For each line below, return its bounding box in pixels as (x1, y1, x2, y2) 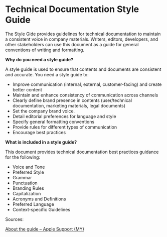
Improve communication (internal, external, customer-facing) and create (12, 81, 162, 87)
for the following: (5, 154, 41, 160)
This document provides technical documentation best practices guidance (5, 149, 159, 155)
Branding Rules (12, 185, 44, 191)
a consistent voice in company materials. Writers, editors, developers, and (5, 36, 158, 42)
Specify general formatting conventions (12, 118, 95, 125)
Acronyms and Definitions (12, 196, 66, 202)
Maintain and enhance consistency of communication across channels (12, 92, 158, 98)
